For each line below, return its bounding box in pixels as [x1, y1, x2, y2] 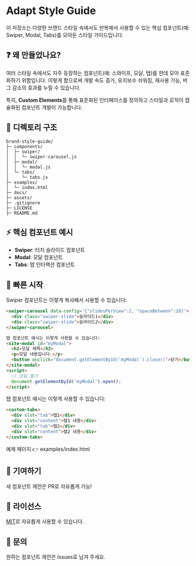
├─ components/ [6, 143, 43, 150]
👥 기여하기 [6, 466, 42, 476]
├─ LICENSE [6, 205, 33, 211]
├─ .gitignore [6, 200, 41, 206]
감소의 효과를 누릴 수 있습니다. [12, 84, 81, 91]
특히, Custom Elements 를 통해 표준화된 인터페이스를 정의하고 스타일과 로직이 [6, 96, 184, 103]
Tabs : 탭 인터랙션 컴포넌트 [14, 261, 75, 268]
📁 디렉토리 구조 [6, 123, 57, 133]
